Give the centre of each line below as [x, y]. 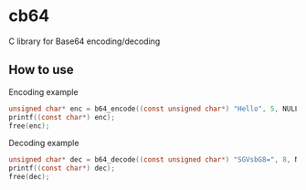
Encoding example [43, 91]
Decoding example [44, 143]
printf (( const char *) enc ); [62, 117]
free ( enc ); [29, 126]
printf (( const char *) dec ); [62, 169]
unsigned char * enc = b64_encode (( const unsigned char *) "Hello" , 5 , [144, 109]
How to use [41, 70]
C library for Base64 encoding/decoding [84, 41]
